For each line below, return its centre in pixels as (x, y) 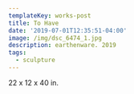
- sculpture (36, 61)
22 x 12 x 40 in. (33, 82)
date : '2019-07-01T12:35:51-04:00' (68, 30)
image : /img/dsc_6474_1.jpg (55, 38)
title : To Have (34, 23)
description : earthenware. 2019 (62, 45)
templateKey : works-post (50, 16)
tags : (17, 53)
